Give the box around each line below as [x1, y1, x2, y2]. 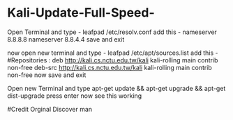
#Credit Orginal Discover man [7, 105, 93, 113]
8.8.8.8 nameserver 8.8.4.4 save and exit [7, 35, 125, 43]
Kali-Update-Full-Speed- [7, 5, 155, 21]
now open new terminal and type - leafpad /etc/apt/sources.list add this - [7, 49, 218, 57]
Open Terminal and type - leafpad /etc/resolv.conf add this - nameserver [7, 28, 218, 36]
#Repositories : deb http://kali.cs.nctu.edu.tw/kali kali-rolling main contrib [7, 55, 218, 64]
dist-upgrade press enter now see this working [7, 92, 142, 100]
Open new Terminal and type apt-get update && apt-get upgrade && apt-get [7, 84, 226, 92]
